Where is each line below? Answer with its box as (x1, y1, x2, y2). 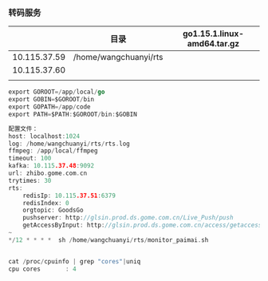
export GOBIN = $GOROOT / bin (8, 96, 94, 104)
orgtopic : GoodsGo (22, 206, 84, 215)
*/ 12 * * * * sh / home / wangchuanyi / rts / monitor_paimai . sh (8, 235, 209, 244)
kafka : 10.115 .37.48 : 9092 (8, 162, 94, 170)
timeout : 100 (8, 154, 52, 163)
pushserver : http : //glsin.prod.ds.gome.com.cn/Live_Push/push (22, 214, 234, 222)
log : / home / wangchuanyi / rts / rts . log (8, 140, 130, 148)
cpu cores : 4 (8, 265, 77, 273)
